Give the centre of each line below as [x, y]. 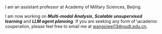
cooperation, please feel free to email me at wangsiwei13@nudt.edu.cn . [76, 26]
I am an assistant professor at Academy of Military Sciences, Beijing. [73, 7]
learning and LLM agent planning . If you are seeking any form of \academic [81, 21]
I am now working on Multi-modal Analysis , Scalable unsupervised [74, 16]
